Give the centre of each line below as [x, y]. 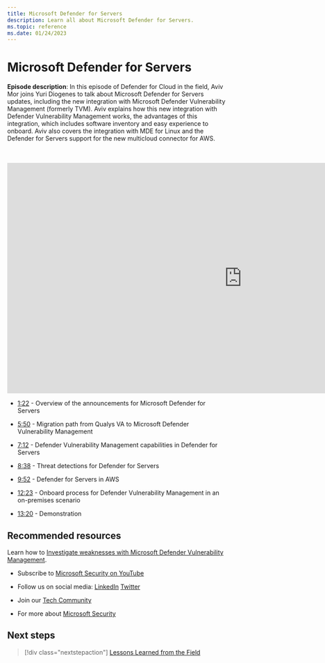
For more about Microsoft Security [66, 614]
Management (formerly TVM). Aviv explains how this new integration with [112, 109]
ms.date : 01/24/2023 [37, 33]
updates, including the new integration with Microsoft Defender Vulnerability [116, 102]
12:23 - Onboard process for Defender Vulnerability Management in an [118, 493]
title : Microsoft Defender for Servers [65, 14]
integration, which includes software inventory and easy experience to [108, 124]
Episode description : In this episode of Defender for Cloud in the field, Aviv [115, 87]
